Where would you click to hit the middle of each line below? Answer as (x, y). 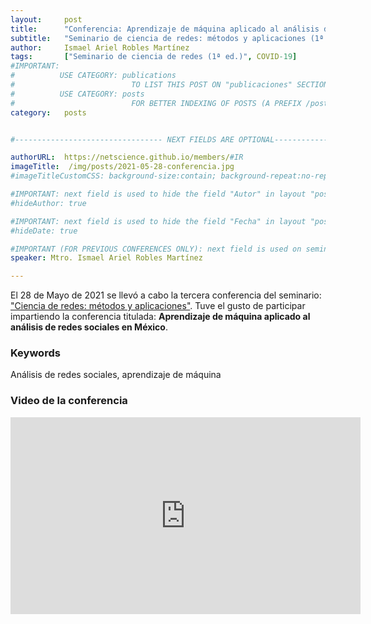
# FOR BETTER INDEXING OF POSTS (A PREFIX (156, 103)
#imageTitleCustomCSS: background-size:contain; (113, 176)
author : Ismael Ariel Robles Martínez (100, 47)
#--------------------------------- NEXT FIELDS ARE (122, 139)
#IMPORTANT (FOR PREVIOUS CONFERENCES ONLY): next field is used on (156, 249)
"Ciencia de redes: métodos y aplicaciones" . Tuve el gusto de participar (158, 306)
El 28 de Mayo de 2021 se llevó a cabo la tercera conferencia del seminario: (166, 295)
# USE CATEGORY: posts (77, 94)
